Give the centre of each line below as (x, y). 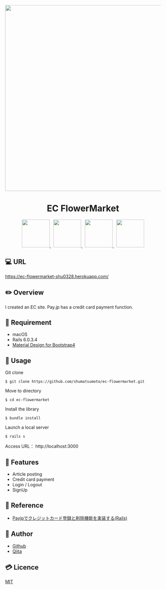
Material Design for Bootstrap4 (44, 345)
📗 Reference (24, 505)
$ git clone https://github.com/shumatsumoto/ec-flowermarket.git (75, 382)
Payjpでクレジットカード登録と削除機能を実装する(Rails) (70, 518)
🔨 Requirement (28, 323)
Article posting (27, 474)
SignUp (20, 490)
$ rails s (15, 437)
